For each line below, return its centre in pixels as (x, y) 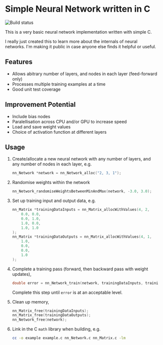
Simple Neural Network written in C (78, 9)
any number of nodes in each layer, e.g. (52, 164)
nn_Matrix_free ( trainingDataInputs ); (50, 311)
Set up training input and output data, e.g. (54, 201)
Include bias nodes (31, 116)
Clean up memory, (31, 302)
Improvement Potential (40, 105)
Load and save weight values (41, 127)
